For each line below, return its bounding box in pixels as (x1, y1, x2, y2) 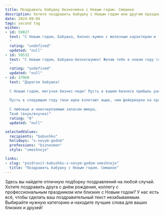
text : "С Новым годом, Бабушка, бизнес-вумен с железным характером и (9, 35, 156, 39)
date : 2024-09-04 (5, 16, 41, 21)
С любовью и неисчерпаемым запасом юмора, (9, 107, 97, 112)
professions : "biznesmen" (9, 143, 62, 148)
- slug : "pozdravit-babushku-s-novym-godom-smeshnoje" (5, 160, 119, 166)
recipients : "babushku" (9, 134, 58, 139)
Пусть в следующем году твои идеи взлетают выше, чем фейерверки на (9, 98, 152, 103)
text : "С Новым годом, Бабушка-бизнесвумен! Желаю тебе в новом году (9, 57, 154, 62)
